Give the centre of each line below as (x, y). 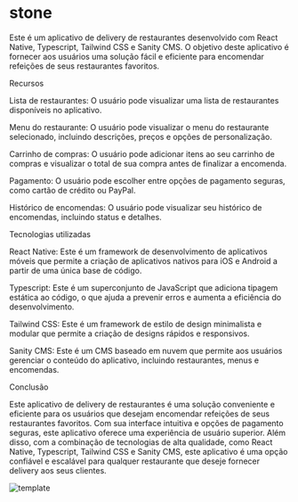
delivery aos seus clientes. (58, 470)
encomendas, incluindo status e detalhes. (85, 217)
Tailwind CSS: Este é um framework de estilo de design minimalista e (136, 324)
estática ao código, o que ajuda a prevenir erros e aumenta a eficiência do (145, 297)
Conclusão (29, 387)
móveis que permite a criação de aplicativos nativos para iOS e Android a (144, 260)
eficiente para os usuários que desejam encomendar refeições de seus (139, 414)
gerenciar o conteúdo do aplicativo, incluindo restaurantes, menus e (134, 360)
